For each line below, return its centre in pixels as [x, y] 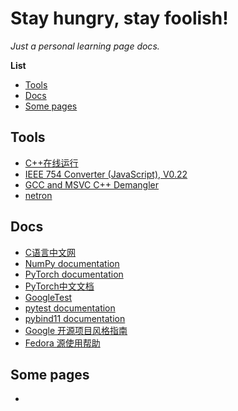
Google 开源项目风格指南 [76, 330]
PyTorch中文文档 [59, 286]
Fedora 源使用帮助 [62, 343]
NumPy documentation [72, 263]
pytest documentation [70, 308]
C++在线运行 [51, 163]
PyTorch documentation [74, 274]
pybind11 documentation [75, 318]
